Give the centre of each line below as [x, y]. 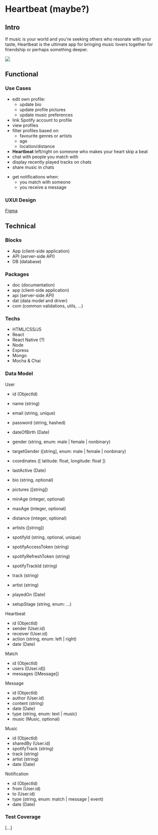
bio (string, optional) [33, 480]
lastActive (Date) [29, 470]
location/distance [37, 146]
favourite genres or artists [46, 136]
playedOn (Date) [29, 594]
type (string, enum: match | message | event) [58, 799]
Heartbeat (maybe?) [47, 9]
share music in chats [33, 167]
